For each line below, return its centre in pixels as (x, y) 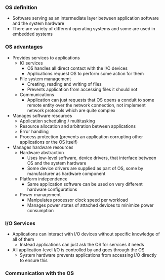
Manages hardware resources (43, 147)
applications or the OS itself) (49, 142)
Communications (37, 94)
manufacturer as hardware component (66, 173)
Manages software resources (42, 115)
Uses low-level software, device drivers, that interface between (92, 158)
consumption (41, 210)
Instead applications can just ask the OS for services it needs (82, 244)
